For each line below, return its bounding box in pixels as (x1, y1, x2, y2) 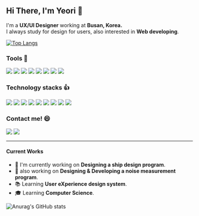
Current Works (6, 148, 44, 155)
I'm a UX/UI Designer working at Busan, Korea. (6, 21, 123, 28)
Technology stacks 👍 (6, 83, 70, 92)
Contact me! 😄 (6, 115, 50, 123)
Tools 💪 (6, 54, 28, 62)
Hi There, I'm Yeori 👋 (6, 6, 83, 16)
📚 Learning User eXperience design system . (14, 180, 127, 187)
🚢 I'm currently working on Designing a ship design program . (14, 161, 166, 168)
